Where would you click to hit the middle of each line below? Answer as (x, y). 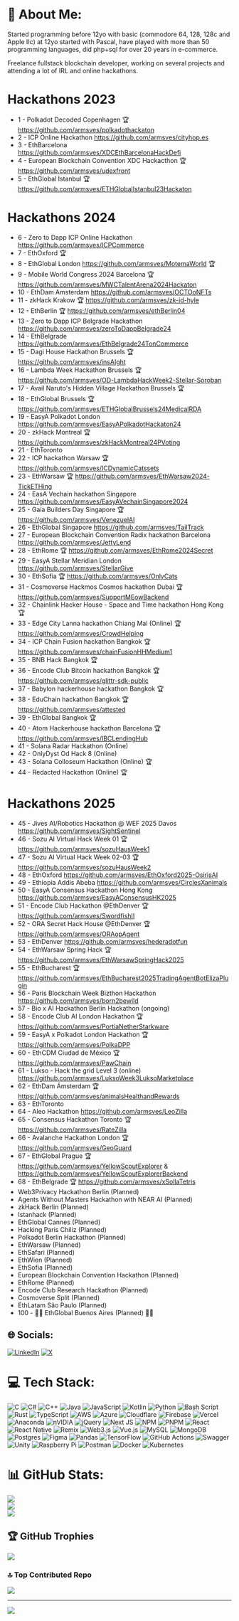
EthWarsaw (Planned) (49, 1245)
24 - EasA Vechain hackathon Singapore (77, 494)
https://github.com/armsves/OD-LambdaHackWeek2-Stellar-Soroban (119, 380)
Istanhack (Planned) (47, 1214)
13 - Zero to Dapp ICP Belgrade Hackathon (80, 321)
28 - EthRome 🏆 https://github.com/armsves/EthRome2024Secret (115, 550)
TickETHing (35, 486)
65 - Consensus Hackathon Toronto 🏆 (74, 1119)
